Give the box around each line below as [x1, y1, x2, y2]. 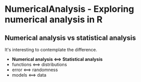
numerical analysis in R [4, 14, 103, 25]
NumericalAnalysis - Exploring [4, 3, 135, 15]
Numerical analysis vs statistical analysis [4, 34, 136, 42]
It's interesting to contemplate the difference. [4, 47, 98, 52]
